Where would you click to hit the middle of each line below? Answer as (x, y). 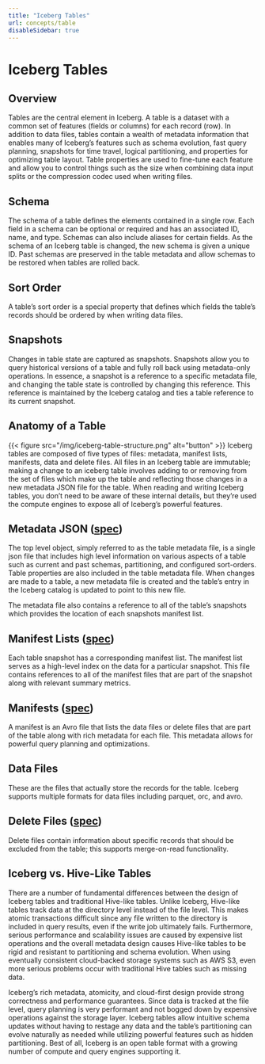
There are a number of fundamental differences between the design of (123, 893)
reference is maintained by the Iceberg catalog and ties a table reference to (131, 392)
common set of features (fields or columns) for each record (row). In (119, 126)
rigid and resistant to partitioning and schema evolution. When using (119, 951)
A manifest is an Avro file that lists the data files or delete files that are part (130, 727)
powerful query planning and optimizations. (79, 744)
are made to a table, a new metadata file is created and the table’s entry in (129, 582)
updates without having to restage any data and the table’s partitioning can (130, 1026)
